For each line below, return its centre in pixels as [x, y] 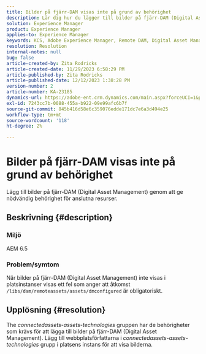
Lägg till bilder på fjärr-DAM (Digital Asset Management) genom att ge [95, 192]
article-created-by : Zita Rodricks [52, 63]
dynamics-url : [25, 98]
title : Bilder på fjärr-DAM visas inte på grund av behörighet [89, 12]
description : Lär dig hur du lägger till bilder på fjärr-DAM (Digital [100, 18]
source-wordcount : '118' [38, 120]
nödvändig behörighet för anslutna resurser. [62, 198]
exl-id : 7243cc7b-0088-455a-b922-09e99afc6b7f [67, 103]
